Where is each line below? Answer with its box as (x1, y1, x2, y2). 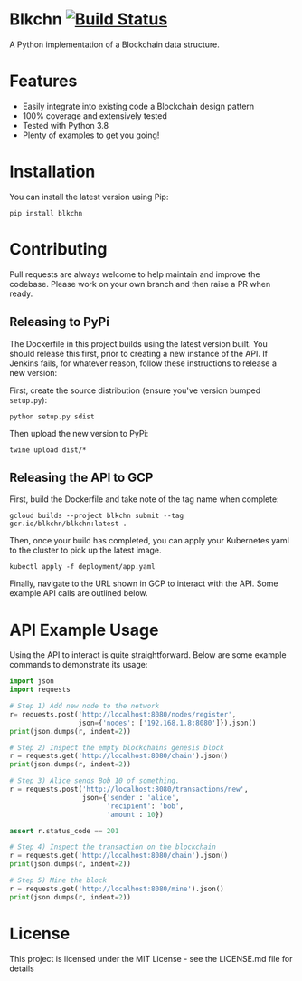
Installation (9, 161, 96, 182)
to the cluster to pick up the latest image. (9, 544, 162, 556)
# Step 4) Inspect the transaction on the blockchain (9, 842, 217, 851)
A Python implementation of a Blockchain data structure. (9, 39, 220, 50)
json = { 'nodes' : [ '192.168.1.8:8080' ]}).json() (78, 718, 257, 727)
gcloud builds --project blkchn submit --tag (9, 512, 184, 521)
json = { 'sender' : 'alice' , (81, 793, 180, 802)
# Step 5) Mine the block (9, 876, 107, 885)
